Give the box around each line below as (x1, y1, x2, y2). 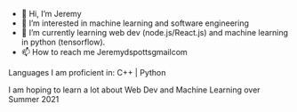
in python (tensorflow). (20, 36, 106, 47)
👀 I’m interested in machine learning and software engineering (20, 18, 250, 28)
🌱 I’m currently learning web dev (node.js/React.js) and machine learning (20, 28, 289, 37)
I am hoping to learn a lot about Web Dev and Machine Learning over (8, 84, 261, 95)
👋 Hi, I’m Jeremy (20, 9, 82, 19)
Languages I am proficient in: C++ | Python (8, 68, 166, 77)
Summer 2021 (8, 94, 60, 104)
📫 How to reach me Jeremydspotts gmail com (20, 47, 188, 57)
